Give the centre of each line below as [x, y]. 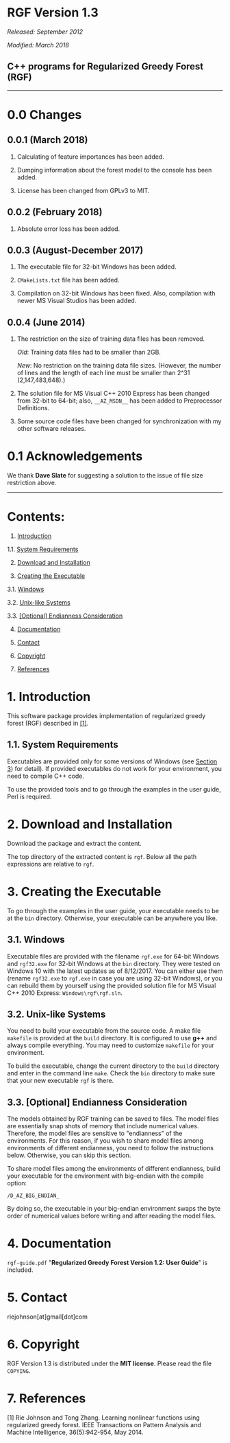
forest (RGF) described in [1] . [48, 723]
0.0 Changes [44, 114]
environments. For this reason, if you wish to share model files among [105, 1141]
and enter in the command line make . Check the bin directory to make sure [111, 1073]
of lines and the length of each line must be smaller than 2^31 [103, 373]
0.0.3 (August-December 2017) [75, 250]
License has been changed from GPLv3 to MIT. [83, 190]
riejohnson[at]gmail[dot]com [47, 1317]
